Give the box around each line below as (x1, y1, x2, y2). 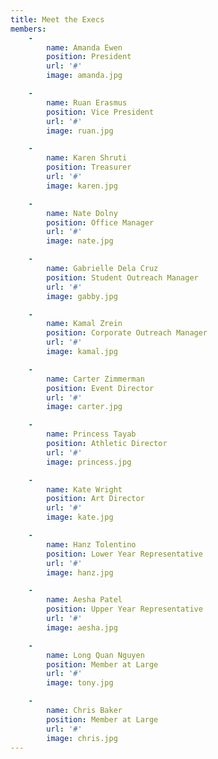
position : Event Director (46, 383, 155, 393)
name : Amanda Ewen (46, 42, 123, 53)
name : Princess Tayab (46, 429, 137, 440)
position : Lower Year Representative (46, 549, 203, 559)
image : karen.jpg (46, 181, 118, 191)
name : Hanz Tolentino (46, 539, 137, 550)
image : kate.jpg (46, 512, 114, 523)
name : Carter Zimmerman (46, 374, 145, 384)
